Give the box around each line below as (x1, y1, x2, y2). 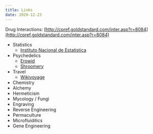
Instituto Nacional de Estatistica (20, 47, 86, 53)
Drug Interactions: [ (5, 26, 46, 32)
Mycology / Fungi (12, 95, 49, 102)
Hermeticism (12, 90, 40, 96)
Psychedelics (12, 52, 41, 59)
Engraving (12, 101, 35, 107)
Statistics (12, 41, 33, 47)
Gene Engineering (12, 123, 51, 129)
